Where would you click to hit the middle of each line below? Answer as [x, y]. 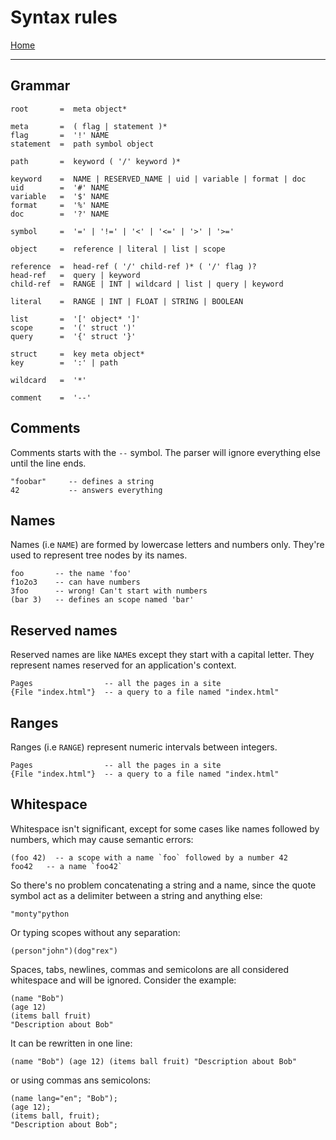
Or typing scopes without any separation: [95, 932]
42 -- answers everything [86, 490]
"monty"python [40, 914]
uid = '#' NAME [60, 187]
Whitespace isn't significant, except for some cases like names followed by [165, 828]
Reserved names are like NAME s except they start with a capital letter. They [162, 655]
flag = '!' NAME [60, 135]
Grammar [40, 86]
